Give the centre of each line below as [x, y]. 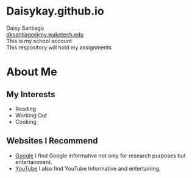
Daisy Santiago [25, 28]
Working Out [31, 115]
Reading [26, 109]
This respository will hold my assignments [59, 47]
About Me [32, 72]
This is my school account [39, 41]
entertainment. [34, 162]
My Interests [31, 94]
